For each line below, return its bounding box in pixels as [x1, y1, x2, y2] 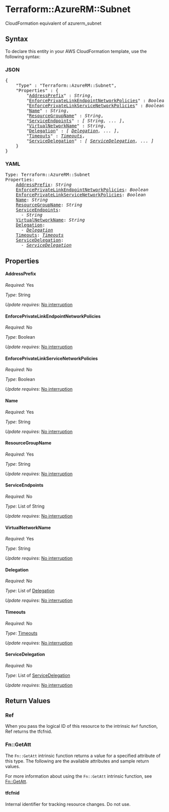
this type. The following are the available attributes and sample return [5, 758, 149, 764]
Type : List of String [5, 503, 45, 509]
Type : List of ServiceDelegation [5, 672, 70, 678]
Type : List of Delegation [5, 588, 55, 594]
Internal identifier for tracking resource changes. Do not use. [5, 801, 131, 807]
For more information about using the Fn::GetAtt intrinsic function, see [5, 773, 152, 779]
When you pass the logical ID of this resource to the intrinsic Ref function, [5, 723, 158, 729]
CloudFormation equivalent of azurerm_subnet [5, 20, 102, 26]
